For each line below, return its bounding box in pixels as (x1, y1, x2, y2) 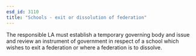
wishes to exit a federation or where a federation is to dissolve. (6, 43, 163, 51)
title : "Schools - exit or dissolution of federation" (6, 14, 147, 20)
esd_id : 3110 (6, 8, 39, 15)
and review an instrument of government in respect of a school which (6, 37, 179, 45)
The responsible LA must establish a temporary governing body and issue (6, 31, 190, 38)
